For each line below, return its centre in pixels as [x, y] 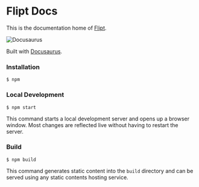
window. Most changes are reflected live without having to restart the [92, 125]
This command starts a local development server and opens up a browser [98, 119]
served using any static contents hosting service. [67, 177]
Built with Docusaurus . [34, 51]
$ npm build [21, 159]
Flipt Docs [32, 11]
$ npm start [21, 107]
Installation [23, 67]
